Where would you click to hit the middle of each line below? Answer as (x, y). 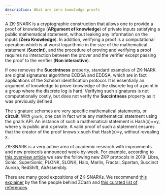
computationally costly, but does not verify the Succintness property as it (80, 96)
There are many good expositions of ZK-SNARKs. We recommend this (76, 177)
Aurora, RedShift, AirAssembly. (36, 167)
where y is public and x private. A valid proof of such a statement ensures (80, 127)
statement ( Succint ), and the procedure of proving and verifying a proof (78, 50)
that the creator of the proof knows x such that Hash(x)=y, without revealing (82, 131)
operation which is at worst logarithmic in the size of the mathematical (76, 44)
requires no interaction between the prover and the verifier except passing (81, 55)
